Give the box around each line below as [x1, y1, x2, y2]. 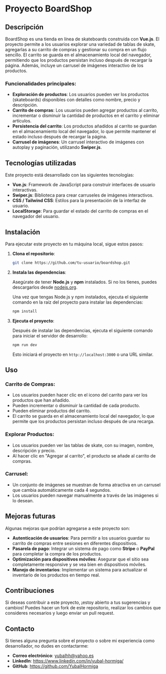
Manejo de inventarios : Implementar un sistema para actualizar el [12, 566, 148, 572]
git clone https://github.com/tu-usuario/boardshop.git [12, 260, 130, 265]
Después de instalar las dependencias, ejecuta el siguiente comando [12, 327, 153, 334]
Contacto [5, 624, 35, 633]
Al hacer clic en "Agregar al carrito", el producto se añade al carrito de [12, 452, 156, 458]
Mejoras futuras [5, 512, 56, 521]
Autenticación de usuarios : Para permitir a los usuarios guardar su [12, 535, 150, 541]
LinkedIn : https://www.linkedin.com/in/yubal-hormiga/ [12, 658, 124, 664]
